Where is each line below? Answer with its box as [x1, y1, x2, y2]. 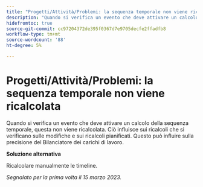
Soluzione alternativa [6, 150, 62, 157]
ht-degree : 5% [6, 43, 42, 49]
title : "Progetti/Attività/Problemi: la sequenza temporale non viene [6, 8, 188, 15]
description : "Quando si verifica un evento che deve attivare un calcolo [6, 14, 199, 21]
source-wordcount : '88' [6, 37, 66, 43]
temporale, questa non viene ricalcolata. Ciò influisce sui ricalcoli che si [6, 125, 185, 133]
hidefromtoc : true [6, 20, 53, 26]
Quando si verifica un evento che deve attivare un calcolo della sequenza [6, 119, 189, 127]
